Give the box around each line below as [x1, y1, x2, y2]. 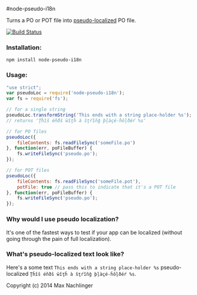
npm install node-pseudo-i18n [6, 57, 82, 63]
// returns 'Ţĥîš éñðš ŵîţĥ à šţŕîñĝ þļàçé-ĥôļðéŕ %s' [6, 117, 147, 124]
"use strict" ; [6, 84, 42, 91]
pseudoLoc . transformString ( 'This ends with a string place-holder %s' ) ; [6, 112, 192, 118]
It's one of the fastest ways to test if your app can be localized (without [6, 228, 183, 236]
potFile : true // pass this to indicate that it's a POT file [17, 184, 176, 190]
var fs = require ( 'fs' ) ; [6, 96, 68, 102]
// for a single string [6, 106, 66, 113]
